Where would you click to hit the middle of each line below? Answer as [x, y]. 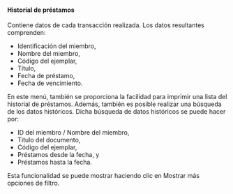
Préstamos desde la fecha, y [58, 155]
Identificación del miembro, [57, 46]
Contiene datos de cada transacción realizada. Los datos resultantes [106, 25]
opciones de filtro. [33, 183]
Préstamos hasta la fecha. [55, 162]
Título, [27, 68]
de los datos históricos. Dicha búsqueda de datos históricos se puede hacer [116, 112]
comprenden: [27, 33]
